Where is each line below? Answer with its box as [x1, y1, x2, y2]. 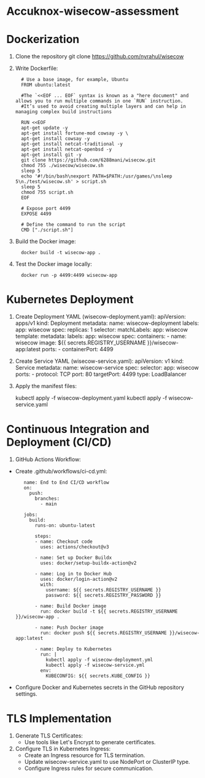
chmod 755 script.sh [21, 189, 74, 196]
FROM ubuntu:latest [21, 82, 71, 88]
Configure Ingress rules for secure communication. [24, 764, 153, 772]
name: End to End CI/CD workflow [23, 480, 109, 486]
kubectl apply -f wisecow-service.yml [45, 662, 145, 668]
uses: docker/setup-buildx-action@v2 [40, 560, 137, 566]
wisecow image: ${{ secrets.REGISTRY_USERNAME [15, 339, 146, 346]
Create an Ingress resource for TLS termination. [24, 751, 145, 759]
